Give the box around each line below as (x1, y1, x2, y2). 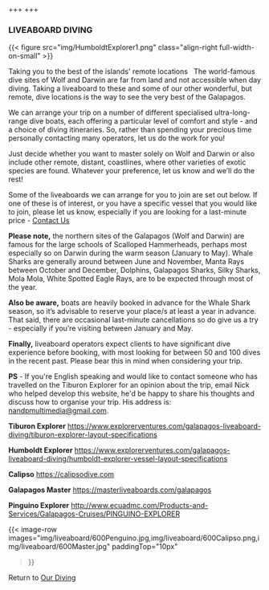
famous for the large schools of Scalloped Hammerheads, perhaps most (8, 240, 247, 250)
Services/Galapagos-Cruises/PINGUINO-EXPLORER (8, 509, 181, 519)
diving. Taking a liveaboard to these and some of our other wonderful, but (8, 83, 253, 93)
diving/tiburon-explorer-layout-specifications (8, 430, 158, 440)
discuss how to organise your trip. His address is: (8, 397, 172, 407)
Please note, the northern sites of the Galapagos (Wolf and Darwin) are (8, 231, 245, 241)
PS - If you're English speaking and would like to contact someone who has (8, 372, 259, 381)
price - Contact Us (8, 216, 70, 226)
